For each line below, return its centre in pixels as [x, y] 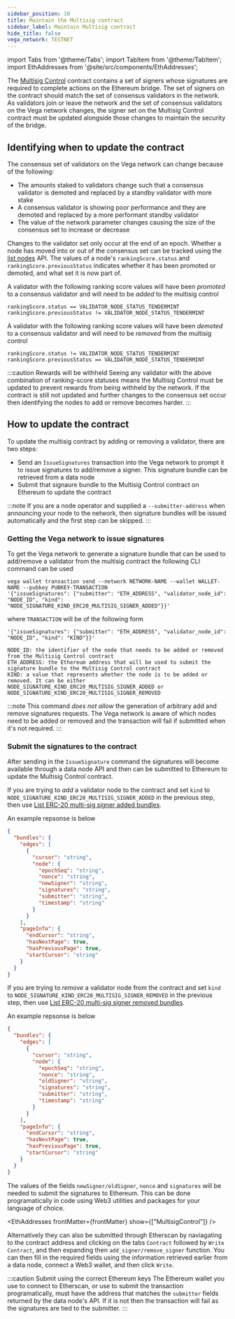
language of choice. [36, 1208]
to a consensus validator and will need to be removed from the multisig [109, 333]
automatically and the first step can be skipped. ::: [79, 520]
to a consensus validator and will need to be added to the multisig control [113, 294]
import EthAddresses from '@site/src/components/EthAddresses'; [102, 67]
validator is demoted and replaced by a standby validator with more [114, 192]
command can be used [40, 569]
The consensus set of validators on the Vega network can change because [115, 164]
